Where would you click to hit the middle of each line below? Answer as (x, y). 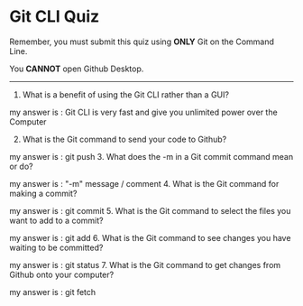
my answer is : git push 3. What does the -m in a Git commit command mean (151, 156)
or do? (21, 166)
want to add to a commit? (56, 220)
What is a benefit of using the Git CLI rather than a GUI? (126, 94)
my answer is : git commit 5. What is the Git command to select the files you (150, 210)
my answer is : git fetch (53, 292)
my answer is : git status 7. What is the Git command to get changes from (145, 264)
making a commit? (43, 193)
